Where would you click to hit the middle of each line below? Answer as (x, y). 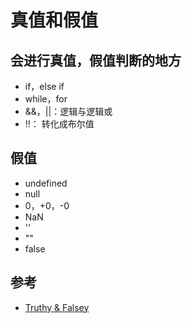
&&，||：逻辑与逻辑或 (68, 111)
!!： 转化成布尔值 (59, 124)
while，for (46, 99)
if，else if (44, 86)
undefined (46, 183)
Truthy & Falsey (57, 307)
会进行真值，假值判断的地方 (96, 60)
